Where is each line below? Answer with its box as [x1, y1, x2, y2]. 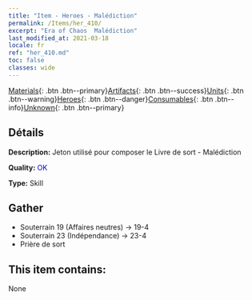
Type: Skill [8, 178, 44, 188]
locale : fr [8, 42, 45, 50]
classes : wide [8, 64, 56, 72]
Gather [8, 201, 44, 214]
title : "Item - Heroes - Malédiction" [8, 11, 138, 20]
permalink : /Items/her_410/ [8, 19, 102, 27]
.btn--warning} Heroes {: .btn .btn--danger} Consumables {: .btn [8, 94, 214, 104]
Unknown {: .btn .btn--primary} [23, 102, 125, 112]
